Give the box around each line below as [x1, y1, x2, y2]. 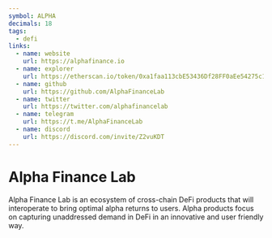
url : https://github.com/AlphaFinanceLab [23, 87, 164, 96]
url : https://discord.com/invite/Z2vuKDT [23, 132, 164, 141]
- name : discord [15, 125, 70, 133]
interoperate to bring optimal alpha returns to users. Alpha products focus [8, 203, 254, 213]
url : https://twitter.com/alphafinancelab [23, 102, 168, 110]
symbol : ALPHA [8, 11, 57, 20]
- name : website [15, 50, 70, 58]
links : [8, 42, 31, 50]
